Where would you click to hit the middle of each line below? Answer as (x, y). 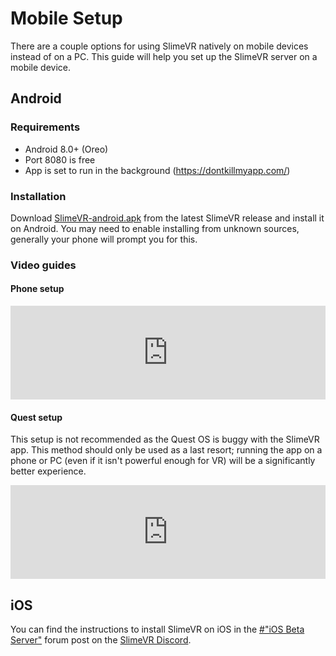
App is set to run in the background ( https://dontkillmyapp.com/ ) (157, 170)
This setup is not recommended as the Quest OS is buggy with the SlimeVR (165, 439)
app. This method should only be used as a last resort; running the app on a (166, 450)
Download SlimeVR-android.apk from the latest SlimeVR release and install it (167, 218)
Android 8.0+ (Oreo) (66, 149)
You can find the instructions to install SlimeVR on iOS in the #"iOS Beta (157, 629)
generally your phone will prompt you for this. (104, 239)
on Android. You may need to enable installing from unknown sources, (155, 228)
